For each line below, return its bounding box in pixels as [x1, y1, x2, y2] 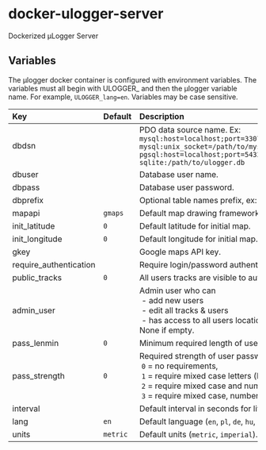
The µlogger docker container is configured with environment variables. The [8, 75, 257, 84]
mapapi [12, 207, 40, 218]
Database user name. [139, 168, 219, 179]
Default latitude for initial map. [139, 220, 251, 231]
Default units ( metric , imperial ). [139, 429, 259, 440]
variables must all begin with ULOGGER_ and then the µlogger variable [8, 83, 237, 93]
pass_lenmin [12, 337, 59, 348]
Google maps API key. [139, 246, 222, 257]
